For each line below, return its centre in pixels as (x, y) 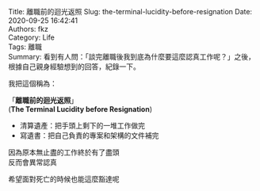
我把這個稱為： (32, 83)
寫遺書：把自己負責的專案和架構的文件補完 (89, 136)
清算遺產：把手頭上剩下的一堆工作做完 (82, 126)
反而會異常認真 (32, 162)
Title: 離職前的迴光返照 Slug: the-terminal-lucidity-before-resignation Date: (130, 11)
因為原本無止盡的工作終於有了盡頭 (64, 152)
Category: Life (32, 37)
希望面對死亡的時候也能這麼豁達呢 (64, 179)
